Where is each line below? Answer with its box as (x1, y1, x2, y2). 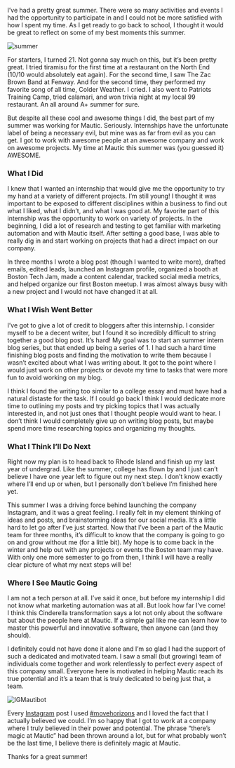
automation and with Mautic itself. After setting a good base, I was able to (7, 229, 220, 238)
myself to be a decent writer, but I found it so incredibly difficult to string (7, 328, 216, 337)
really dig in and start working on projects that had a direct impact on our (7, 236, 219, 245)
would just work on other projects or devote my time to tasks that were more (7, 365, 228, 374)
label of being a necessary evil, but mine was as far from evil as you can (7, 129, 216, 137)
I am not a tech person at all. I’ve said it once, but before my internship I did (7, 594, 225, 602)
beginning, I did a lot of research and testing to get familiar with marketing (7, 222, 221, 230)
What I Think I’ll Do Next (7, 441, 91, 451)
